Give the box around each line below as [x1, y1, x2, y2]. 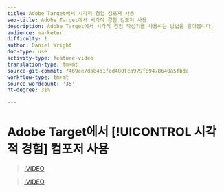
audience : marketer [7, 29, 63, 36]
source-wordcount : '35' [7, 80, 76, 87]
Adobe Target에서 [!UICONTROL [7, 124, 192, 140]
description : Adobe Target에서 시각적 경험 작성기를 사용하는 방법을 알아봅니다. [7, 23, 214, 29]
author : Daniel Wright [7, 42, 72, 49]
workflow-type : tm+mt [7, 73, 69, 81]
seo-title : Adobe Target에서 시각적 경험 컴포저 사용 [7, 16, 147, 23]
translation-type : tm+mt [7, 61, 78, 68]
